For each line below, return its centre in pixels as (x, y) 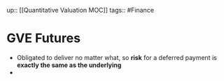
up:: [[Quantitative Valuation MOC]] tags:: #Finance (80, 10)
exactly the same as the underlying (69, 65)
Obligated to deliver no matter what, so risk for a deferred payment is (117, 57)
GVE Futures (44, 38)
